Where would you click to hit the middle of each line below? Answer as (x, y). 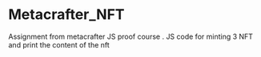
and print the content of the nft (59, 44)
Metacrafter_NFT (66, 15)
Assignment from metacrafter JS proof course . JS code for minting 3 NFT (131, 36)
